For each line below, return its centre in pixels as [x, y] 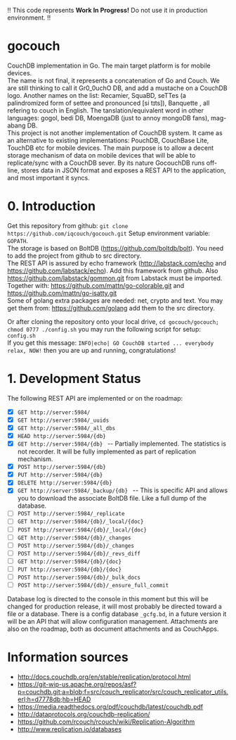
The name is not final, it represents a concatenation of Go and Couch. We [113, 80]
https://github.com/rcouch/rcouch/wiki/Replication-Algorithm [106, 722]
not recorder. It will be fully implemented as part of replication [107, 452]
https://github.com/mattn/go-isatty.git [62, 293]
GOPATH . [18, 240]
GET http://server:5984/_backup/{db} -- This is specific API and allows [123, 490]
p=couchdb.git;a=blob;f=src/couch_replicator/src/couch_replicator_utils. [123, 691]
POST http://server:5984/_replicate [71, 514]
